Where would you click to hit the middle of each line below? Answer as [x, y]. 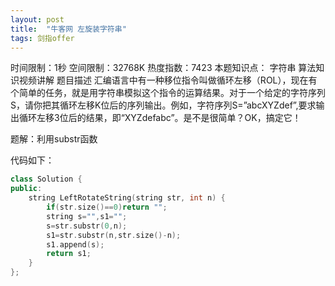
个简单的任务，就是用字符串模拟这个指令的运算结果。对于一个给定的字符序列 [168, 93]
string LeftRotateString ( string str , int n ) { [127, 198]
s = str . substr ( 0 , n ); [87, 226]
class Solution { [46, 179]
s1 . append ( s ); [75, 244]
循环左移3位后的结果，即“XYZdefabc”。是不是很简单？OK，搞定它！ [160, 118]
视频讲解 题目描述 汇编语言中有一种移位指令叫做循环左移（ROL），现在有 [168, 80]
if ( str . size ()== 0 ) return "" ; [107, 207]
